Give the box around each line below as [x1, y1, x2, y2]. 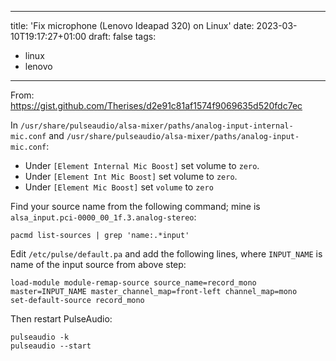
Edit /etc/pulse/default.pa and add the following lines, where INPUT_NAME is [10, 248, 323, 260]
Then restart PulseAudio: [10, 313, 113, 325]
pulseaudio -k [10, 332, 70, 342]
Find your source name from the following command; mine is [10, 201, 261, 212]
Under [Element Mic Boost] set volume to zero [24, 181, 214, 193]
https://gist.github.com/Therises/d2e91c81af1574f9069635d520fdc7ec [10, 100, 303, 111]
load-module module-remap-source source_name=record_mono [10, 278, 257, 288]
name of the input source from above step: [10, 259, 187, 270]
